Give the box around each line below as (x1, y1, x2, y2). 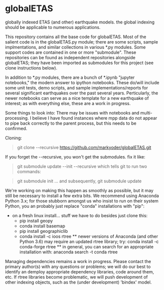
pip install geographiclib (19, 228, 68, 234)
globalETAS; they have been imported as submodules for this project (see (5, 60, 154, 66)
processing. (5, 115, 29, 121)
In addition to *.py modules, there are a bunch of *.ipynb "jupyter (5, 74, 135, 80)
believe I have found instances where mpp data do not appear (32, 115, 158, 121)
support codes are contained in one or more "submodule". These (5, 49, 136, 55)
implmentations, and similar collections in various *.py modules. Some (5, 44, 146, 50)
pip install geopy (19, 218, 53, 223)
